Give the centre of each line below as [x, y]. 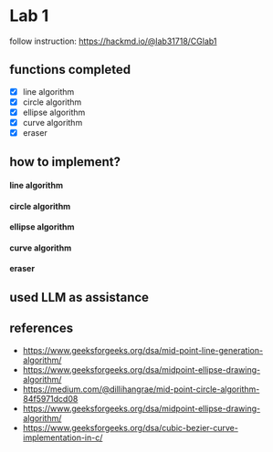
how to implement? [65, 162]
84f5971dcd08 [50, 398]
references [42, 329]
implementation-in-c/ [63, 437]
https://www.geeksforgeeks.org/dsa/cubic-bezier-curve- [131, 427]
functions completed [70, 70]
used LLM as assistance [79, 297]
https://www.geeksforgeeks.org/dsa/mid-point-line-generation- [142, 350]
